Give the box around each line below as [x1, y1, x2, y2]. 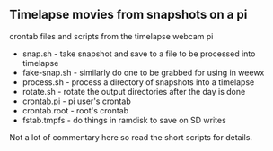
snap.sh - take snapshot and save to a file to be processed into [22, 48, 256, 59]
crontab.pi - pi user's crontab [22, 96, 132, 106]
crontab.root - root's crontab [22, 105, 129, 115]
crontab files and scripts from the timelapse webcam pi [9, 30, 214, 41]
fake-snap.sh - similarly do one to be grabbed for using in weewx [22, 67, 265, 78]
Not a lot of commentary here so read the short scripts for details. [9, 131, 253, 142]
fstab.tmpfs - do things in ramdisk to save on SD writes [22, 114, 226, 125]
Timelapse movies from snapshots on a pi [9, 7, 248, 22]
